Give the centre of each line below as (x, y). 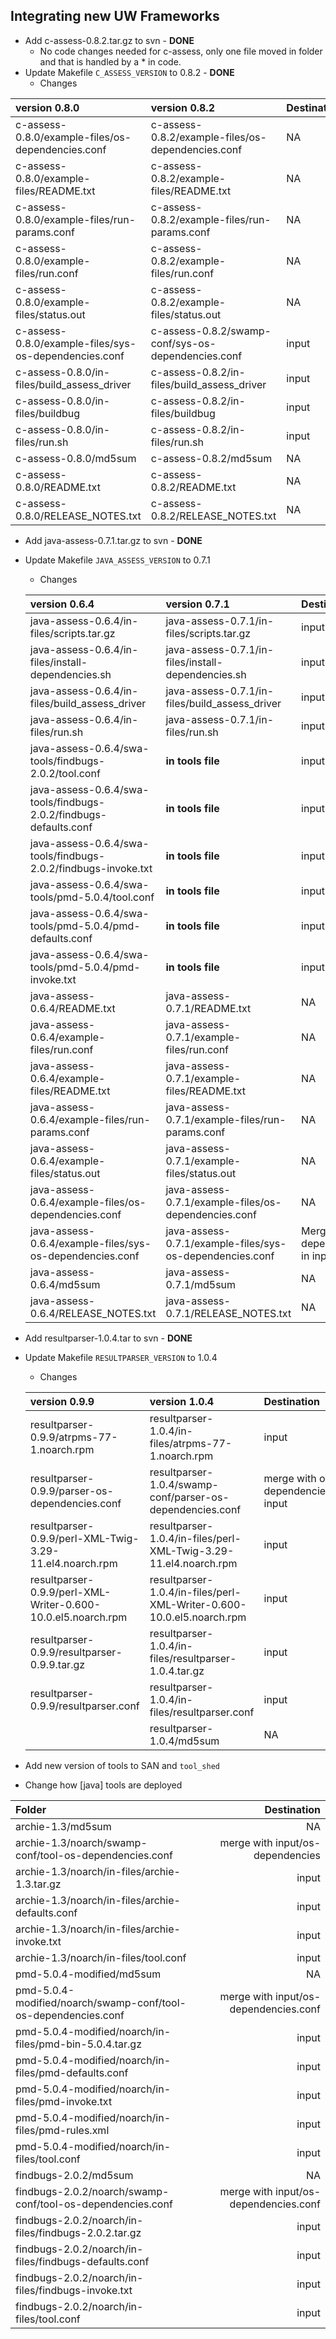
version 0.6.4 (62, 604)
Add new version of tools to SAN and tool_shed (122, 1765)
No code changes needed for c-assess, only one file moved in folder (181, 51)
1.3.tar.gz (38, 1884)
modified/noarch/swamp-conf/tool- (101, 2002)
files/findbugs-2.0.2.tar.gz (78, 2232)
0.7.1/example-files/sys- (226, 1243)
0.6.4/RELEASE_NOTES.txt (93, 1313)
